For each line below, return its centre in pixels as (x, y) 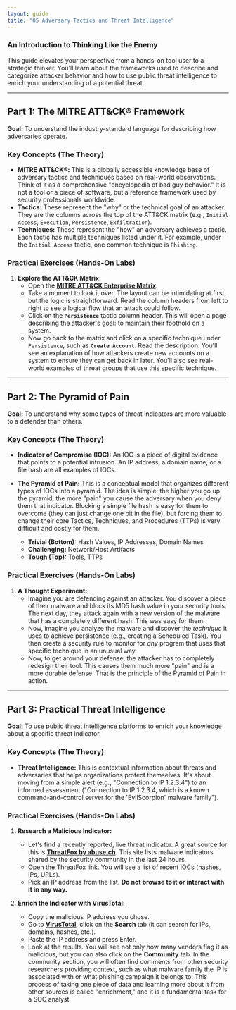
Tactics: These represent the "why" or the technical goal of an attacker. (122, 207)
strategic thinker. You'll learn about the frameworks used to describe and (113, 68)
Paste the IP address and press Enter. (82, 940)
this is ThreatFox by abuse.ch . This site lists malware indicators (120, 852)
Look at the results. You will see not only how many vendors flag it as (128, 947)
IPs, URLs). (44, 875)
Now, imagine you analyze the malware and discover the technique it (127, 628)
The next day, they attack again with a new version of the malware (124, 613)
